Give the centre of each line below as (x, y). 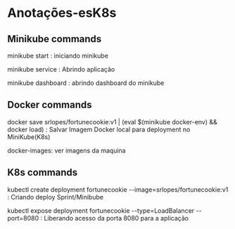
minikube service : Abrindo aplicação (61, 69)
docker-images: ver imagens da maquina (66, 150)
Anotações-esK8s (62, 13)
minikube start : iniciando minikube (58, 55)
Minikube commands (55, 39)
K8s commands (43, 172)
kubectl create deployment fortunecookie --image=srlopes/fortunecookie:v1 (118, 189)
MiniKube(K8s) (29, 137)
